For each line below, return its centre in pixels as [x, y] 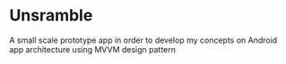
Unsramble [51, 16]
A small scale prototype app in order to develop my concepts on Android [143, 40]
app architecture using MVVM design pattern [93, 49]
